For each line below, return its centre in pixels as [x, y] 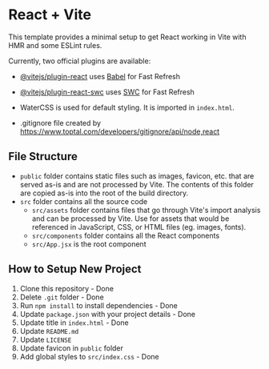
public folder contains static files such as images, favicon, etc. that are [137, 176]
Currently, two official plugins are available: [80, 61]
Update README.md [49, 331]
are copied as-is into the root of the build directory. [104, 193]
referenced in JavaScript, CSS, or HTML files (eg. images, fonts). [139, 227]
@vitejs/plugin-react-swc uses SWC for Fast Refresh [107, 92]
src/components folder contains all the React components [126, 235]
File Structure [43, 156]
